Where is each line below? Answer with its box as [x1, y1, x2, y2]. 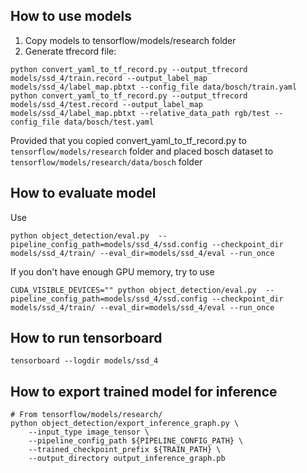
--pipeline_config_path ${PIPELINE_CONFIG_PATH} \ [28, 436, 244, 446]
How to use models [10, 8, 133, 25]
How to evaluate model [10, 185, 157, 202]
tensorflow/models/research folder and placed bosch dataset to [10, 145, 274, 157]
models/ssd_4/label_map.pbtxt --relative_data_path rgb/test [10, 108, 271, 118]
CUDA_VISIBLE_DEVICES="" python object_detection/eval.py [10, 285, 257, 295]
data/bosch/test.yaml [63, 117, 155, 127]
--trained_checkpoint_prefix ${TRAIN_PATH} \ [28, 445, 222, 455]
